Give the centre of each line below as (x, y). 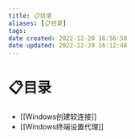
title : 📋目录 (30, 16)
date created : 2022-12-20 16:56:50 (68, 38)
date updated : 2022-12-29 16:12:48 (68, 46)
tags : (17, 31)
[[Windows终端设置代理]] (62, 127)
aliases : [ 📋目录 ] (37, 23)
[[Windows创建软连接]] (58, 117)
